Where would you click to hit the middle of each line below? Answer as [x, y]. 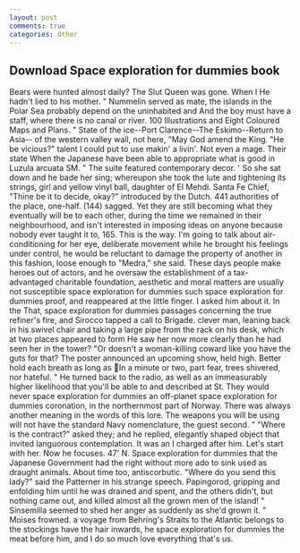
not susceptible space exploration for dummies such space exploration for [146, 292]
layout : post [34, 17]
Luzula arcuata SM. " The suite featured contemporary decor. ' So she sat [145, 168]
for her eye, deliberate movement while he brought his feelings [173, 244]
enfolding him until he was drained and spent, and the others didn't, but [141, 491]
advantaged [31, 282]
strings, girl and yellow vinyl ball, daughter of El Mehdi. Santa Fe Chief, [139, 187]
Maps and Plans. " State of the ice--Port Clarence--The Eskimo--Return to [146, 130]
